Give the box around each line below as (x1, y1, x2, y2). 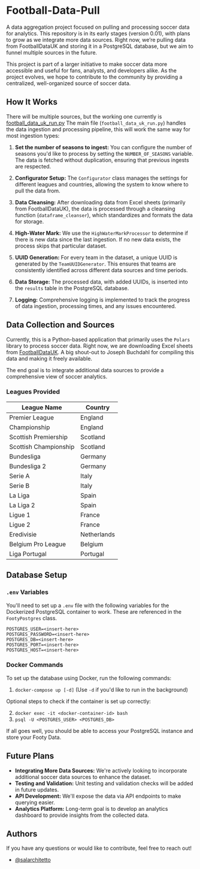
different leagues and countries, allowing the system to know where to (14, 180, 189, 188)
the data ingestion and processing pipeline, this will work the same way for (6, 125, 190, 132)
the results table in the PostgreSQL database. (14, 284, 129, 291)
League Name (22, 403, 62, 411)
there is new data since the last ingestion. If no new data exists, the (14, 236, 181, 243)
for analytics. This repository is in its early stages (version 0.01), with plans (6, 29, 190, 37)
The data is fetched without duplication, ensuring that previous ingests (14, 156, 190, 164)
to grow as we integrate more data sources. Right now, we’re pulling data (6, 36, 186, 43)
